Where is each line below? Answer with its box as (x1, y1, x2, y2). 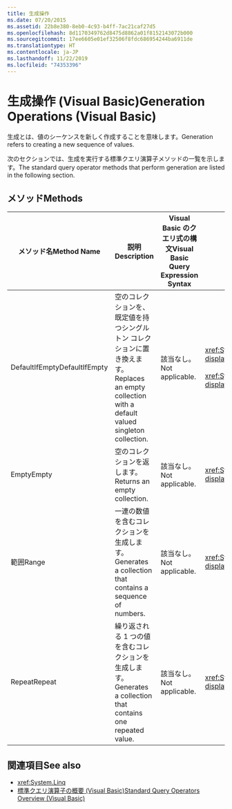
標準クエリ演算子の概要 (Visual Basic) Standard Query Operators (17, 786, 200, 795)
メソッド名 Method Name (18, 247, 101, 257)
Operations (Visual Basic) (7, 109, 157, 124)
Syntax (167, 279, 192, 289)
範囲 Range (10, 557, 46, 567)
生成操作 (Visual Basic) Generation (7, 93, 205, 109)
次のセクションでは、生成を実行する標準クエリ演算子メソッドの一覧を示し (7, 154, 219, 162)
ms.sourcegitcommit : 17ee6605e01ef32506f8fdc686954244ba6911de (7, 36, 193, 43)
